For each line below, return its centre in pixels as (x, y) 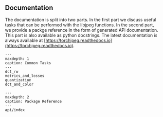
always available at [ (26, 40)
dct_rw (12, 71)
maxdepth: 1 (17, 58)
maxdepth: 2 (17, 97)
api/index (15, 110)
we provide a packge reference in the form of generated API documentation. (81, 30)
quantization (18, 80)
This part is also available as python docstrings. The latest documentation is (81, 35)
